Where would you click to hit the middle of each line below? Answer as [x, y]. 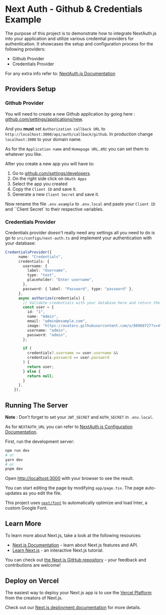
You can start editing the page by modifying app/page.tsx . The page [75, 488]
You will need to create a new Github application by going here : [70, 114]
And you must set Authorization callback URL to [55, 129]
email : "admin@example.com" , [57, 321]
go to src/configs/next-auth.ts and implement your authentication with [79, 238]
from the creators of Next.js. [34, 598]
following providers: [25, 49]
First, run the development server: [40, 441]
